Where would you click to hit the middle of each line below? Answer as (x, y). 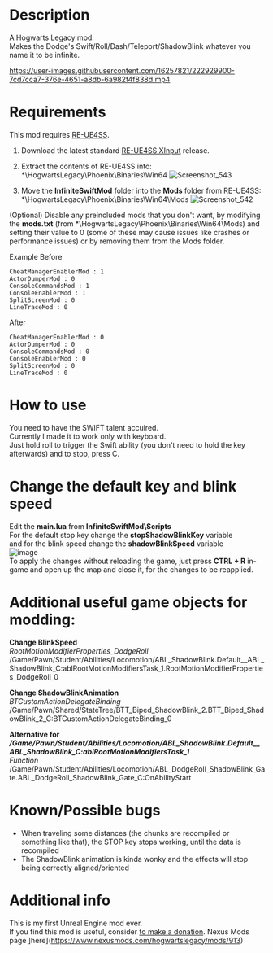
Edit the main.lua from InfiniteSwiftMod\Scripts (90, 526)
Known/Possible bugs (85, 810)
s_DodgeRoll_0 (34, 676)
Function (24, 760)
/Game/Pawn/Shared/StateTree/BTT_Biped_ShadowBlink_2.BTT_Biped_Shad (137, 710)
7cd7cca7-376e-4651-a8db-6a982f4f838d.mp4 (90, 79)
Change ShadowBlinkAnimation (64, 693)
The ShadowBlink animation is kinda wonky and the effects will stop (134, 859)
